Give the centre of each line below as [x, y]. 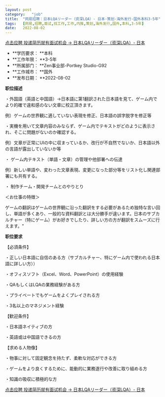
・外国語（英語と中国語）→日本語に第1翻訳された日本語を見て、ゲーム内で [81, 99]
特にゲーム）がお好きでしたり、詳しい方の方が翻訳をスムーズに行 [93, 220]
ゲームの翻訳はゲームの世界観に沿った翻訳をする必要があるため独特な [76, 207]
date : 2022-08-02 [25, 28]
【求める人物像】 [22, 348]
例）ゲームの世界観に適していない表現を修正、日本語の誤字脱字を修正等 [78, 116]
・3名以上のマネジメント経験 [34, 306]
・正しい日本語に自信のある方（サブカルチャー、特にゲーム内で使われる [78, 258]
